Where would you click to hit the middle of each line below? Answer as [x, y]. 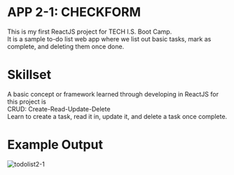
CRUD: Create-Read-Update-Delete [59, 108]
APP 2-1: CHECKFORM [74, 12]
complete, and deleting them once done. [66, 46]
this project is [27, 101]
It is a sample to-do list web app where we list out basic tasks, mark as [109, 38]
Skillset [29, 75]
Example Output [55, 145]
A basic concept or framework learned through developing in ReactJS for [113, 94]
